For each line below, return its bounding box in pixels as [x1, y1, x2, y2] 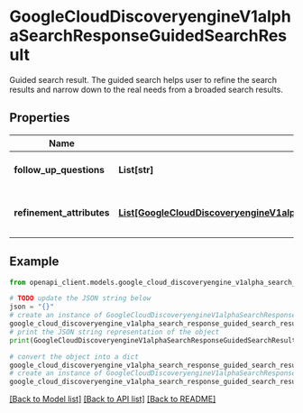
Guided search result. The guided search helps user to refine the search [9, 74, 278, 85]
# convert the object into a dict [9, 352, 140, 362]
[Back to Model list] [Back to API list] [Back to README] [9, 394, 216, 405]
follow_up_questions [14, 163, 106, 176]
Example [9, 254, 60, 270]
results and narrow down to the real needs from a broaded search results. [9, 84, 284, 95]
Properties [9, 110, 70, 125]
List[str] [118, 163, 154, 176]
